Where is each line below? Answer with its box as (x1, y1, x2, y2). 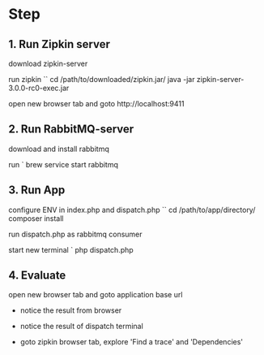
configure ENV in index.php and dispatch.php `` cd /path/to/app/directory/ (8, 205, 256, 214)
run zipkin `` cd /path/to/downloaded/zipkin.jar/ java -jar (8, 75, 195, 84)
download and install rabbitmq (8, 144, 109, 154)
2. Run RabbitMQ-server (8, 123, 134, 136)
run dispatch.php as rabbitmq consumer (8, 229, 143, 239)
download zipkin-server (8, 58, 88, 68)
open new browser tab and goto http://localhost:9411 (8, 99, 185, 108)
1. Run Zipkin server (8, 37, 111, 51)
